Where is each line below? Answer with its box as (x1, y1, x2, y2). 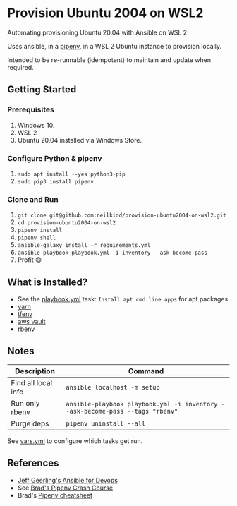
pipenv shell (17, 234, 56, 241)
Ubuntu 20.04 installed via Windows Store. (17, 135, 142, 144)
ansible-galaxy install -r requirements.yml (17, 242, 151, 249)
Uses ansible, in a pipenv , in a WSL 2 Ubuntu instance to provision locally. (7, 42, 222, 50)
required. (7, 63, 34, 71)
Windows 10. (17, 121, 55, 129)
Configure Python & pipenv (7, 153, 102, 163)
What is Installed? (7, 276, 88, 288)
